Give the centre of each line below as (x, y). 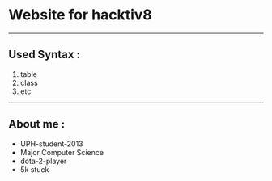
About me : (37, 124)
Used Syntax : (45, 55)
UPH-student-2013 (51, 144)
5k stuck (34, 169)
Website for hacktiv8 (80, 15)
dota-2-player (43, 161)
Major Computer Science (62, 152)
